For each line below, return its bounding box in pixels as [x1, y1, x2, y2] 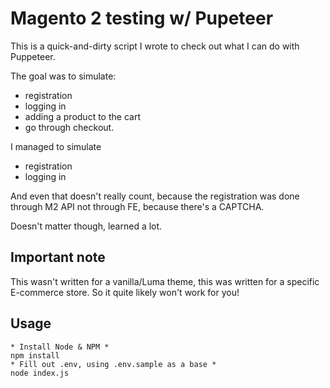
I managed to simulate [10, 140, 102, 152]
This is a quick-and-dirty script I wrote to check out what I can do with [10, 40, 300, 52]
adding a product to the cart [24, 110, 141, 122]
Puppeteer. [10, 50, 56, 62]
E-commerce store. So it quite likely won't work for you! [10, 286, 240, 298]
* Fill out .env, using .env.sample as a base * [10, 359, 217, 369]
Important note [10, 249, 106, 266]
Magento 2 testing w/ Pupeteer [10, 7, 274, 30]
